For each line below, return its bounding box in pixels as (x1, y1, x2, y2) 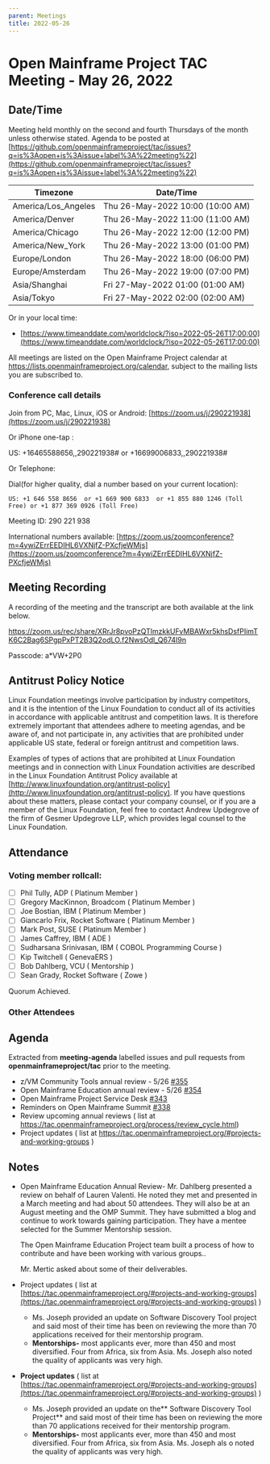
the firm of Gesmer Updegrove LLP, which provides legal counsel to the (8, 814, 247, 824)
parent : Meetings (8, 11, 67, 20)
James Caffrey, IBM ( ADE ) (19, 933, 111, 944)
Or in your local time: (8, 312, 78, 323)
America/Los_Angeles (12, 200, 96, 211)
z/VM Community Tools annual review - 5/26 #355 (19, 1077, 189, 1087)
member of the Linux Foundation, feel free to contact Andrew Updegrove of (8, 805, 260, 815)
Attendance (8, 845, 69, 859)
